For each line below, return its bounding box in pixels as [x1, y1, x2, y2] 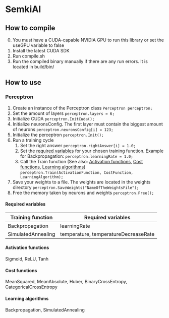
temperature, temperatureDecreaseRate [60, 230, 155, 237]
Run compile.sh [12, 53, 45, 59]
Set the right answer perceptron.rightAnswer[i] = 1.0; [20, 142, 136, 148]
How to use [5, 78, 41, 87]
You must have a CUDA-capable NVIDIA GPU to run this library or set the [12, 37, 164, 43]
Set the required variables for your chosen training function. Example [20, 148, 164, 154]
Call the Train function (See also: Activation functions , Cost [20, 158, 143, 164]
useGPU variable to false [12, 42, 65, 48]
